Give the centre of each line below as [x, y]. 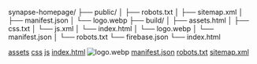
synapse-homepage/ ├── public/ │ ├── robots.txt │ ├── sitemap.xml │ [126, 12]
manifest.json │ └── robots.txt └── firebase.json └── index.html [114, 37]
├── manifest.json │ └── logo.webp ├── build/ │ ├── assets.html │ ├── [129, 20]
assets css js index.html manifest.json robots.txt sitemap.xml [129, 52]
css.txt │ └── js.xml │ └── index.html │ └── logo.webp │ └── [111, 28]
